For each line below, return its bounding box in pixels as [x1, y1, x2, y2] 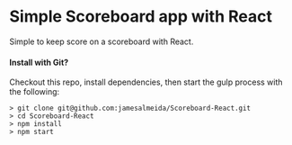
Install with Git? [9, 57, 69, 68]
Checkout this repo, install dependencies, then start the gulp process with [9, 77, 283, 87]
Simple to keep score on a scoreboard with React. [9, 36, 194, 47]
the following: [9, 86, 60, 97]
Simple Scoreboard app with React [9, 6, 272, 27]
